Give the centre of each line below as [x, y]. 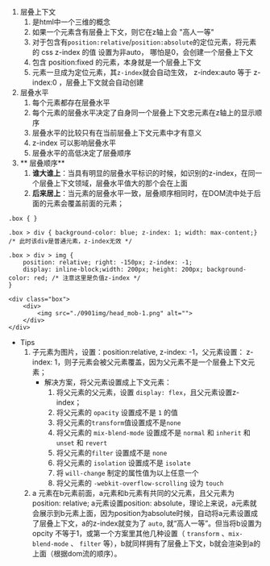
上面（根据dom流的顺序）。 [77, 554]
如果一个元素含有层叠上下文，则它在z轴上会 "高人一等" [123, 32]
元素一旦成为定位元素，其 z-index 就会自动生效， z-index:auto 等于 [142, 72]
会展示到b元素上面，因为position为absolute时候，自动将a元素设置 [141, 513]
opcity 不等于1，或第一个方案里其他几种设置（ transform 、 [130, 533]
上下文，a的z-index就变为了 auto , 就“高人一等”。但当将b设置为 [158, 523]
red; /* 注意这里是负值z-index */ [87, 278]
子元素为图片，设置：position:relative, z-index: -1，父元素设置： [138, 352]
